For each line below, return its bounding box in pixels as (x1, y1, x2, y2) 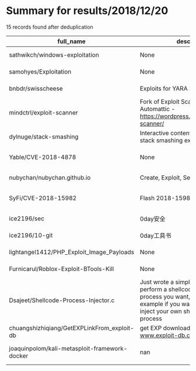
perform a (139, 285, 167, 293)
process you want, (139, 292, 191, 300)
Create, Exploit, (139, 174, 182, 182)
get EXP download (139, 324, 191, 332)
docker (9, 352, 29, 360)
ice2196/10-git (9, 231, 53, 239)
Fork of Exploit (139, 98, 180, 106)
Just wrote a (139, 278, 174, 286)
